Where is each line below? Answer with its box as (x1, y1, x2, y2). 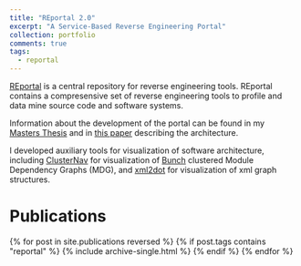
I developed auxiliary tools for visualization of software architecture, (9, 145, 265, 156)
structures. (9, 174, 50, 185)
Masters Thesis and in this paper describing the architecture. (9, 128, 239, 138)
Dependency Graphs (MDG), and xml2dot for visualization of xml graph (9, 165, 277, 175)
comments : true (9, 38, 67, 48)
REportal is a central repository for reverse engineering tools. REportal (9, 81, 273, 91)
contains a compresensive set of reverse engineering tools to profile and (9, 90, 283, 101)
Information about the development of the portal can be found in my (9, 118, 265, 128)
